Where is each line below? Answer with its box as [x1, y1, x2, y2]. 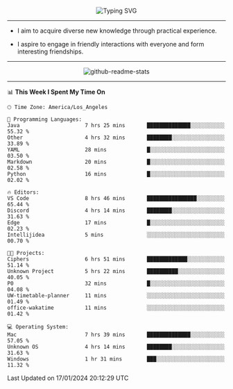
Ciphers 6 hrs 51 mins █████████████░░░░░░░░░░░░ [7, 256, 225, 263]
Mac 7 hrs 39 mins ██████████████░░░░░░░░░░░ [7, 331, 225, 338]
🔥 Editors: [7, 189, 40, 196]
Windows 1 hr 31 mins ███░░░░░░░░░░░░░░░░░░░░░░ [7, 356, 225, 363]
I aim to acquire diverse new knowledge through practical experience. [17, 26, 217, 35]
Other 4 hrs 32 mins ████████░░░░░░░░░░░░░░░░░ [7, 134, 225, 141]
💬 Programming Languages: [7, 116, 82, 123]
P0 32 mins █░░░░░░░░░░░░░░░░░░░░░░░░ [7, 280, 225, 287]
